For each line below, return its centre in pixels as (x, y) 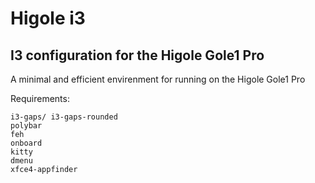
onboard (26, 143)
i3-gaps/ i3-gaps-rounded (64, 117)
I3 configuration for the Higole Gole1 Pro (137, 55)
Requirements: (40, 98)
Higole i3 (48, 18)
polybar (26, 126)
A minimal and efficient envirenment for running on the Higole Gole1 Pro (158, 79)
